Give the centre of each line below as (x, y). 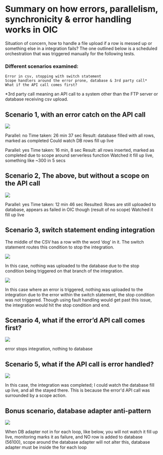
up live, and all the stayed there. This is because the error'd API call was (78, 390)
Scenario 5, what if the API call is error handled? (80, 364)
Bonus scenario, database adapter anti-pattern (78, 411)
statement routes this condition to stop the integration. (60, 247)
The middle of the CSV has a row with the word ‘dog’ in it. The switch (74, 242)
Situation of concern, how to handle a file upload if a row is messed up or (79, 43)
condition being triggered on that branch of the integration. (64, 271)
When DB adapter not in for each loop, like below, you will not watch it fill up (81, 432)
